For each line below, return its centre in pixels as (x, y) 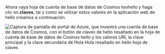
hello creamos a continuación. (36, 17)
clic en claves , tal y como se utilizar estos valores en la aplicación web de (80, 12)
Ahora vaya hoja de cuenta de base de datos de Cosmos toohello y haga (79, 7)
